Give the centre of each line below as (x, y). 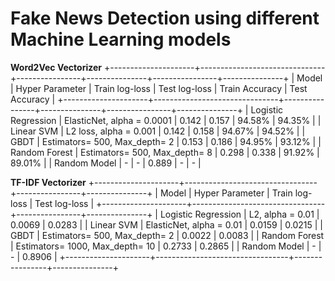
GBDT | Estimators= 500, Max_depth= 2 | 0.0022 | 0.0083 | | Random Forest (167, 235)
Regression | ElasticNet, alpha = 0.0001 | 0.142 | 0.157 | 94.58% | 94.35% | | (166, 120)
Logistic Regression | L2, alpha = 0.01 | (239, 214)
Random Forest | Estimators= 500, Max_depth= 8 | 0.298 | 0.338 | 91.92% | (165, 152)
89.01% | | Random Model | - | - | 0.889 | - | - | (106, 163)
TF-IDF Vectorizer (48, 182)
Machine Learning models (121, 39)
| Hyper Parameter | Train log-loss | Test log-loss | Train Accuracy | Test (159, 88)
